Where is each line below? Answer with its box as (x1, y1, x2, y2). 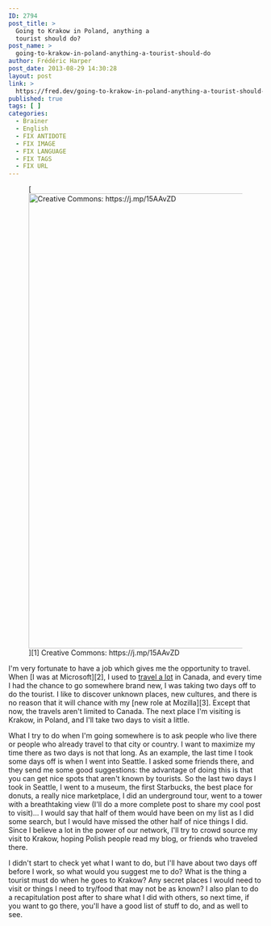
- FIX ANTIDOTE (15, 132, 67, 140)
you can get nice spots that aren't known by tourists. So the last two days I (8, 774, 256, 784)
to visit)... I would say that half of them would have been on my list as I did (8, 808, 254, 818)
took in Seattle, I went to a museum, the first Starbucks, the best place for (8, 782, 253, 793)
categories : (8, 110, 48, 118)
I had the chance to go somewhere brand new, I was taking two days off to (8, 681, 256, 691)
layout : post (8, 72, 52, 80)
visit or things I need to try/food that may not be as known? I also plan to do (8, 884, 259, 894)
